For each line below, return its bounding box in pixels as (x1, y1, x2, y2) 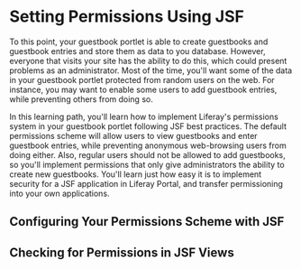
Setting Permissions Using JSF (9, 6, 245, 27)
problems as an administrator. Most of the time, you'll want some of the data (9, 65, 293, 76)
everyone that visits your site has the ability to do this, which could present (9, 55, 287, 66)
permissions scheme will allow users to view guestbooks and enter (9, 130, 259, 141)
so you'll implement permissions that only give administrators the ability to (9, 159, 286, 170)
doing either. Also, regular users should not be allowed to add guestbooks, (9, 149, 286, 160)
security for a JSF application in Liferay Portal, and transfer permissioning (9, 178, 284, 189)
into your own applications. (9, 188, 110, 199)
